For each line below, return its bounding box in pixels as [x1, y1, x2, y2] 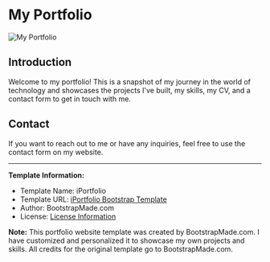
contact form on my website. [8, 147, 104, 157]
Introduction [8, 55, 72, 69]
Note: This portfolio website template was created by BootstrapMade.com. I [8, 227, 260, 236]
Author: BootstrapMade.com [19, 203, 115, 212]
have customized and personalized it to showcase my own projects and [8, 235, 245, 245]
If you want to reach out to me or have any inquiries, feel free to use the [8, 138, 246, 148]
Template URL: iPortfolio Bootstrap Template [19, 194, 167, 204]
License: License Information [19, 211, 117, 221]
